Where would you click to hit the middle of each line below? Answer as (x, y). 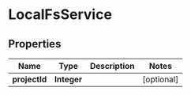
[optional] (161, 79)
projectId (30, 79)
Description (112, 66)
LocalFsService (60, 15)
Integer (68, 79)
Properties (35, 44)
